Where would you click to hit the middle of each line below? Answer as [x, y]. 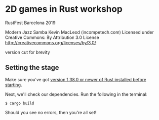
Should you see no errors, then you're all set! [51, 112]
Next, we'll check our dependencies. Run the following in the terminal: [76, 94]
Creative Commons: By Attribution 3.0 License [52, 37]
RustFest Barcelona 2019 [30, 23]
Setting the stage [32, 68]
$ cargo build [20, 103]
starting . [14, 85]
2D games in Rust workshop [64, 9]
